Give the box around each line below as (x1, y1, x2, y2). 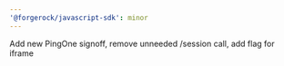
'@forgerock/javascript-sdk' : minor (9, 13, 148, 23)
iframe (9, 47, 35, 59)
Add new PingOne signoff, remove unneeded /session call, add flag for (9, 38, 275, 49)
